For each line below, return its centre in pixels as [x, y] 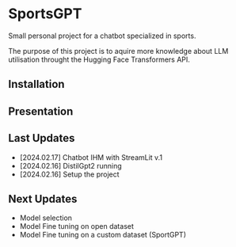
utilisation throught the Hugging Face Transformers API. [99, 59]
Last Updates [42, 138]
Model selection [46, 218]
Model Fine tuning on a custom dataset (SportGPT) [103, 235]
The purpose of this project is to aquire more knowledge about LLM [118, 51]
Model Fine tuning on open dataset [77, 226]
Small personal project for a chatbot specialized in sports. [102, 36]
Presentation [41, 111]
